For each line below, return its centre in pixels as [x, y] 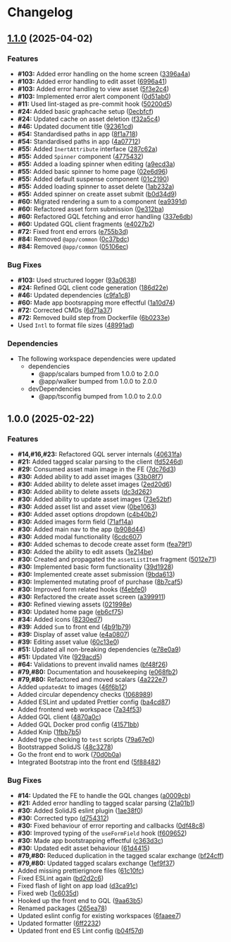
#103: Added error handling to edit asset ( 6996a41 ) [92, 81]
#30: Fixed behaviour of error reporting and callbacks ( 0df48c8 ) [111, 826]
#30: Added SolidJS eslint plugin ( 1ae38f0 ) [80, 811]
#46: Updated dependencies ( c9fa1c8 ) [74, 295]
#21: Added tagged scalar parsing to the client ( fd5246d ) [100, 462]
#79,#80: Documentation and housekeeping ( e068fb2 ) [98, 672]
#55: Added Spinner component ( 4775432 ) [81, 156]
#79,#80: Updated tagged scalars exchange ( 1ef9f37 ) [96, 864]
